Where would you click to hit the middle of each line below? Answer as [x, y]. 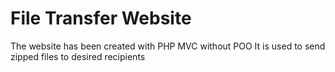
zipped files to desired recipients [78, 56]
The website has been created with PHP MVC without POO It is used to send [168, 46]
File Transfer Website [101, 18]
